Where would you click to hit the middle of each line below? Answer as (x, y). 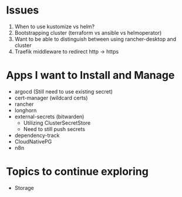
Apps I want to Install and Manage (90, 76)
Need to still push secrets (54, 129)
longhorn (26, 110)
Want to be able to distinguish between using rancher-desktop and (95, 39)
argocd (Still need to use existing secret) (64, 91)
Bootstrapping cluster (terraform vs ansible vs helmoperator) (88, 32)
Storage (24, 188)
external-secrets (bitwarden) (49, 116)
